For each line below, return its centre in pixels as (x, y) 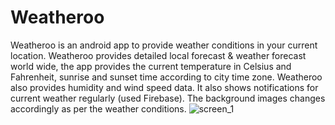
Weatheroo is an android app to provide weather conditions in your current (164, 45)
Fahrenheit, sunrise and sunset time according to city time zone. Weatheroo (166, 77)
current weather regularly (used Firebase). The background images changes (168, 98)
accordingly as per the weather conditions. (98, 108)
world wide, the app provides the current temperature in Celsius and (151, 66)
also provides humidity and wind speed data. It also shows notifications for (164, 87)
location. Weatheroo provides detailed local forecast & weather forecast (158, 55)
